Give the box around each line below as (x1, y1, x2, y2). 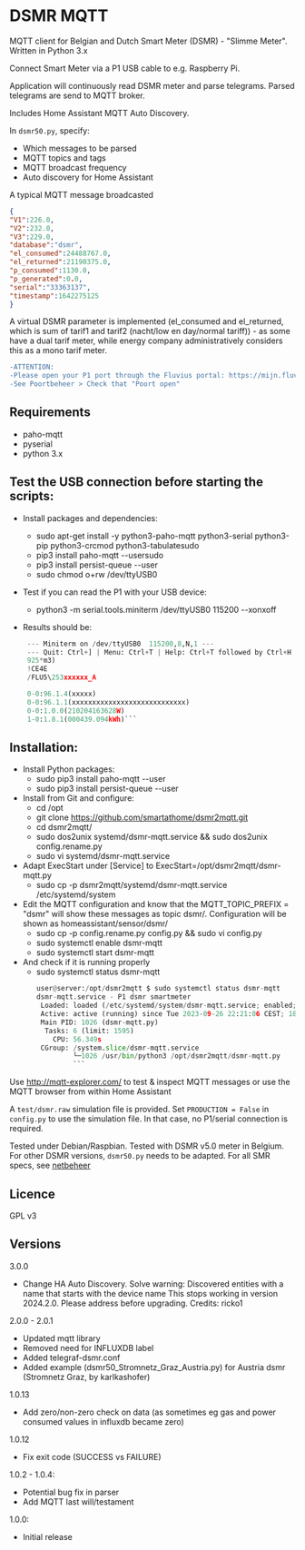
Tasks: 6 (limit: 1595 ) (44, 1026, 134, 1035)
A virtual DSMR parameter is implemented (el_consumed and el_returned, (9, 316, 284, 327)
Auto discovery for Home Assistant (22, 172, 154, 183)
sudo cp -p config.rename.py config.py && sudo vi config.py (35, 928, 263, 939)
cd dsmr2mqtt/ (35, 822, 93, 833)
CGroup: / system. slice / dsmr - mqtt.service (40, 1043, 200, 1052)
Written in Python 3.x (9, 44, 88, 55)
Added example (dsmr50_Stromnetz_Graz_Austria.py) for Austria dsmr (22, 1361, 286, 1372)
